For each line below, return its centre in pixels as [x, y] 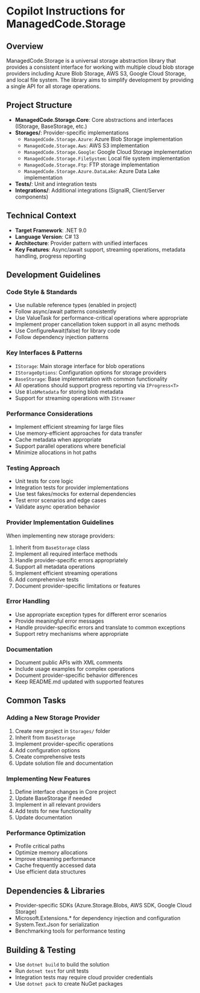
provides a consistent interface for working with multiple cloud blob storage [100, 67]
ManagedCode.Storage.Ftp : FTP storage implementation [92, 165]
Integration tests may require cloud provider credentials [84, 977]
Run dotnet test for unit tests [52, 971]
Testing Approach [33, 468]
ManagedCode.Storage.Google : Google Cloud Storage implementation [108, 151]
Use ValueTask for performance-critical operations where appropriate [102, 318]
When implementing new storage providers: [61, 536]
